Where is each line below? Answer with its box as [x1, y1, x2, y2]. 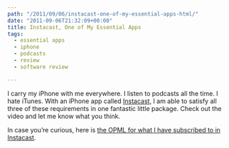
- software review [14, 63, 69, 70]
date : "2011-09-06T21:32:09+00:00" [7, 17, 113, 24]
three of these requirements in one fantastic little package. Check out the [7, 104, 222, 112]
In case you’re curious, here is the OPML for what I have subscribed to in [7, 125, 220, 134]
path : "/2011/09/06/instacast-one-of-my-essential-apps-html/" [7, 10, 199, 18]
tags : [7, 30, 23, 38]
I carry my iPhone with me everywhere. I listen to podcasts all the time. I [7, 89, 218, 97]
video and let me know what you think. [7, 112, 121, 120]
